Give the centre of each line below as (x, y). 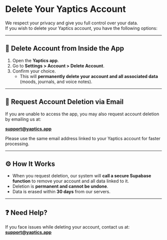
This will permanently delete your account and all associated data (89, 76)
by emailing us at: (23, 119)
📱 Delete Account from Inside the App (65, 48)
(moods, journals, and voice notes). (56, 81)
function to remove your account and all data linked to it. (71, 181)
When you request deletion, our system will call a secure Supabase (82, 176)
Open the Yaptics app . (36, 60)
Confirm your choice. (34, 71)
